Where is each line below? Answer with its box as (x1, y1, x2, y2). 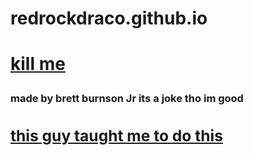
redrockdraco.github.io (10, 7, 208, 30)
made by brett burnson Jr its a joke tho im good (10, 92, 244, 106)
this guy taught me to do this (10, 125, 223, 146)
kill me (10, 53, 66, 76)
